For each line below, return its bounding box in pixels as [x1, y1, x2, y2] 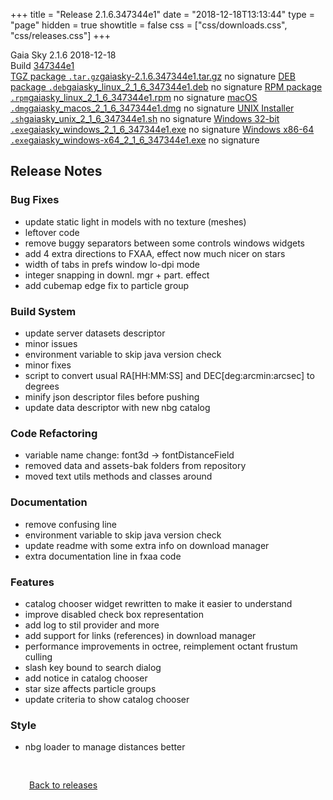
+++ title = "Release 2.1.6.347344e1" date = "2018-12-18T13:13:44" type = [10, 9, 315, 20]
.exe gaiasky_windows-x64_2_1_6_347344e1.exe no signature [10, 134, 260, 146]
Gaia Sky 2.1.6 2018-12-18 [10, 49, 117, 61]
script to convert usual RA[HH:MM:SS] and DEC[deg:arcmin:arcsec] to [24, 369, 315, 381]
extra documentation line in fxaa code [24, 550, 182, 562]
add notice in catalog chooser [24, 672, 148, 684]
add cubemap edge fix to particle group [24, 279, 190, 291]
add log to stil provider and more [24, 619, 160, 631]
